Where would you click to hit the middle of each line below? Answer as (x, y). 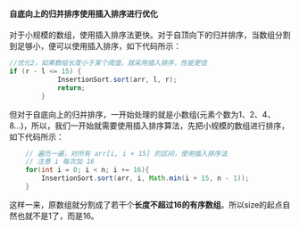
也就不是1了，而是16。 (58, 216)
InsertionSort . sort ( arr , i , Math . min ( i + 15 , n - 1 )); (145, 178)
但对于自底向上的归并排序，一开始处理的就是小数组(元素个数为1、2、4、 (142, 114)
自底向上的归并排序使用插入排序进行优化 (83, 13)
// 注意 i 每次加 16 (60, 162)
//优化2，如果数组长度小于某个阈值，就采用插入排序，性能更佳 (108, 63)
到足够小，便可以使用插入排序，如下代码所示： (95, 46)
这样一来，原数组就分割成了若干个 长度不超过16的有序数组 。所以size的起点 (146, 204)
